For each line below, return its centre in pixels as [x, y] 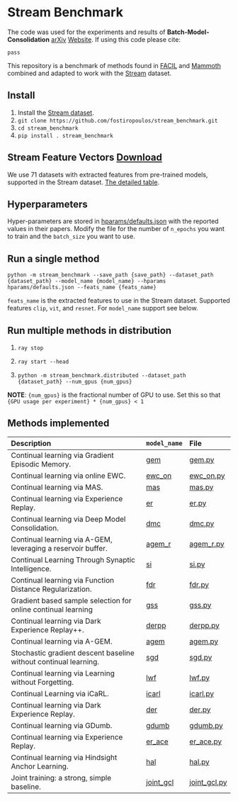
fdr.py [199, 584]
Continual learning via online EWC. [68, 476]
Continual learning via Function [63, 580]
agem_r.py [207, 544]
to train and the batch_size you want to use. [72, 236]
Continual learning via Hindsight [64, 757]
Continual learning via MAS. [57, 487]
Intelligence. [31, 568]
